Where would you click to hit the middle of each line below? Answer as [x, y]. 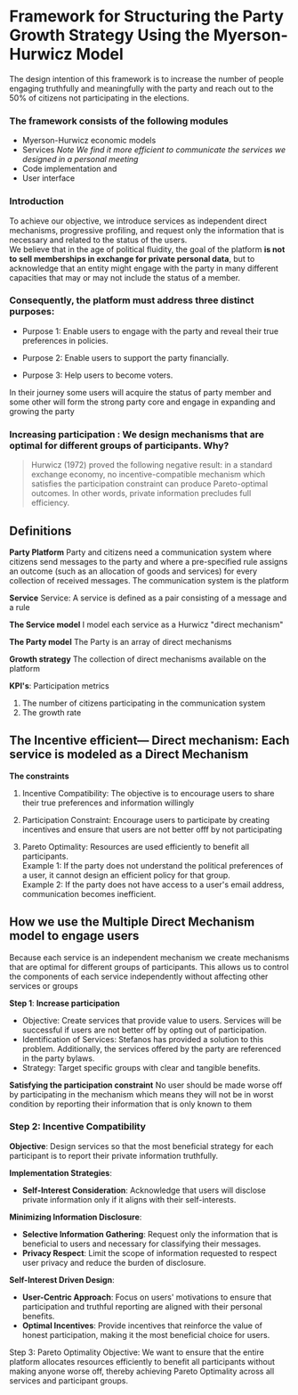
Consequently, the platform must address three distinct [132, 300]
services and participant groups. [69, 1380]
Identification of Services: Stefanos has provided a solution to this [143, 1039]
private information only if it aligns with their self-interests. [129, 1199]
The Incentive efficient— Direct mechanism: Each [149, 741]
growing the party [42, 411]
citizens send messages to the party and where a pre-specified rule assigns [149, 561]
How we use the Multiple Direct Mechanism [132, 922]
